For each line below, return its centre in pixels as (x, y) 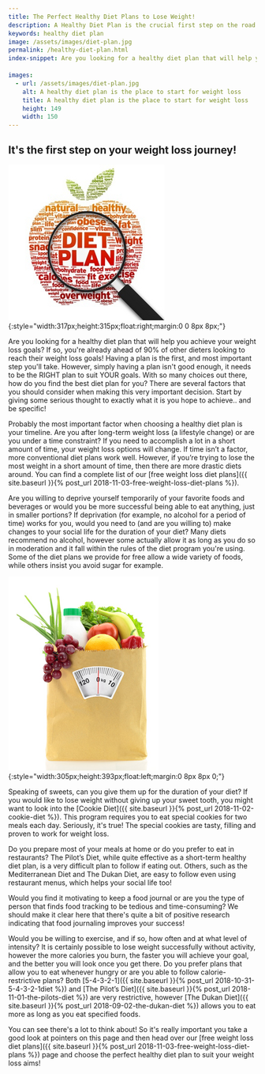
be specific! (27, 408)
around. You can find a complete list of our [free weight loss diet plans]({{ (128, 474)
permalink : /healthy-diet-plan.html (68, 50)
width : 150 (40, 117)
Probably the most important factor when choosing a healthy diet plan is (125, 424)
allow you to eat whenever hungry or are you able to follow (104, 972)
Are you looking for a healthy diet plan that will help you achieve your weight (132, 341)
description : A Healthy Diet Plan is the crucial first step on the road (132, 25)
